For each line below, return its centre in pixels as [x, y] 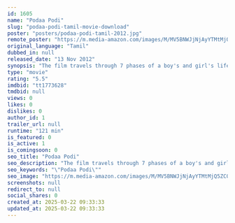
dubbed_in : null [31, 53]
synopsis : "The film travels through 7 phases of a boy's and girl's [111, 66]
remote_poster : [29, 40]
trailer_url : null [34, 124]
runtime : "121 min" [36, 131]
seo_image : [23, 176]
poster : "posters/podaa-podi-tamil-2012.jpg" [74, 33]
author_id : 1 [26, 117]
